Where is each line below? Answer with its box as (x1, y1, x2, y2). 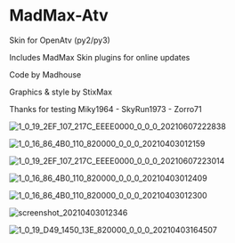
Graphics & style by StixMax (9, 86, 113, 97)
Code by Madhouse (9, 69, 82, 80)
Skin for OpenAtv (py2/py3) (9, 35, 111, 45)
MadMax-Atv (9, 5, 109, 26)
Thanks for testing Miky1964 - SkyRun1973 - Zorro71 (9, 103, 202, 114)
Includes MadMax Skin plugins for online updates (9, 52, 190, 62)
